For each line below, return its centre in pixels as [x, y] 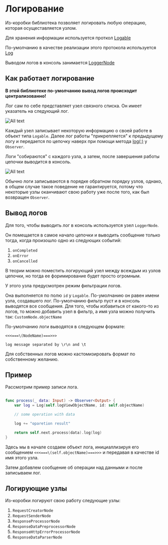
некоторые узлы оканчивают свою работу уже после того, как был [77, 192]
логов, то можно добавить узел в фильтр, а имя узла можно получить [80, 311]
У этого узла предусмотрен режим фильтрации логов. [63, 285]
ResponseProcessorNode [36, 521]
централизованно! [26, 96]
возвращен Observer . [27, 197]
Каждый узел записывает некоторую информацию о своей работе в [78, 130]
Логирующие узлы [36, 489]
